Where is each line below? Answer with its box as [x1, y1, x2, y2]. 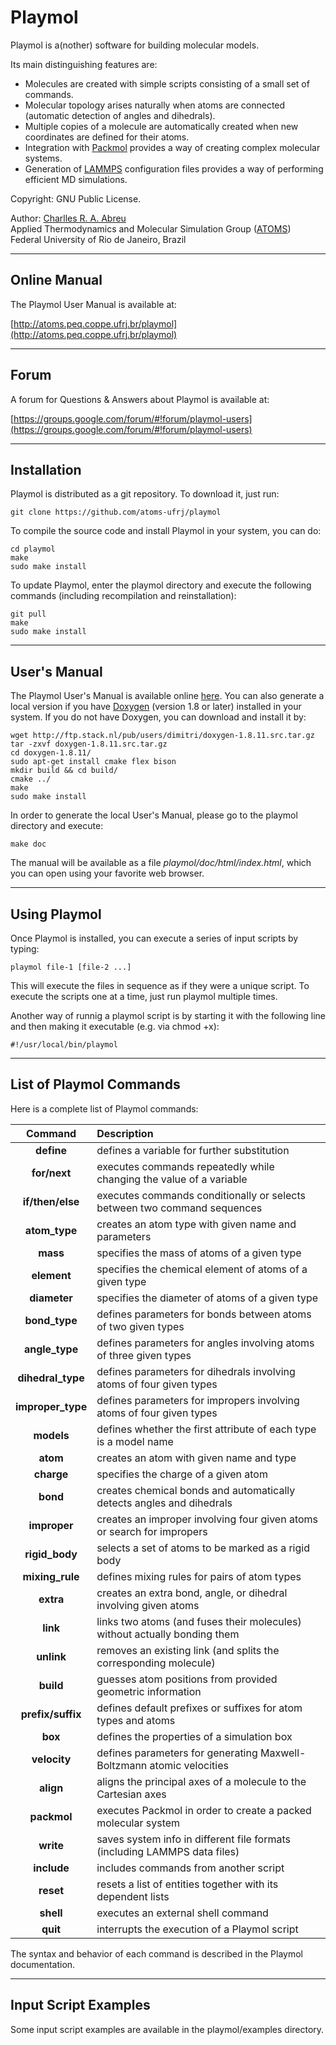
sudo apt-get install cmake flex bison [10, 757, 177, 767]
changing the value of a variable [96, 1172, 248, 1186]
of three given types [96, 1348, 192, 1362]
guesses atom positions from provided [96, 1672, 278, 1686]
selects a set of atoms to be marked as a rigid [96, 1541, 310, 1555]
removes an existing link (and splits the [96, 1643, 280, 1657]
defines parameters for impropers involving [96, 1393, 300, 1407]
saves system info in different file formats [96, 1832, 291, 1846]
